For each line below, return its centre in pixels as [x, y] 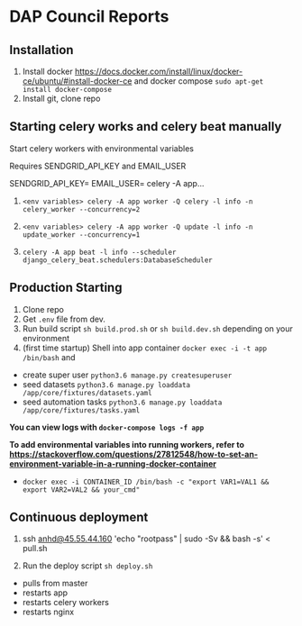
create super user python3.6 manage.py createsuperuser [127, 375]
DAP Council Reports [89, 17]
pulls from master [55, 584]
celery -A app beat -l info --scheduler [99, 252]
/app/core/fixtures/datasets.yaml [87, 393]
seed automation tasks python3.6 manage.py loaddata [122, 402]
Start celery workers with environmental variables [101, 148]
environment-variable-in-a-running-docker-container [113, 463]
